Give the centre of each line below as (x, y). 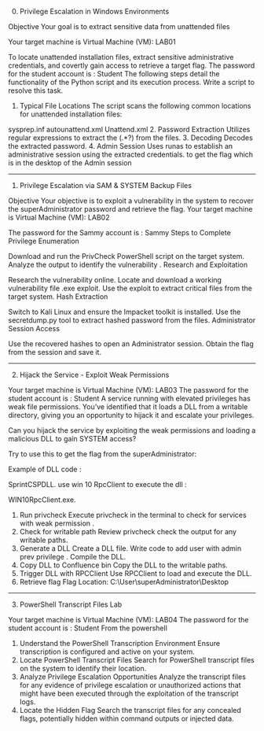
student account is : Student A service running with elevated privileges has (130, 398)
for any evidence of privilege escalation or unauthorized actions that (130, 685)
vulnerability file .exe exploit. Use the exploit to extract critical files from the (130, 288)
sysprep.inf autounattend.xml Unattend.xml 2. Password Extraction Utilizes (129, 129)
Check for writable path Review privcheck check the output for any (128, 532)
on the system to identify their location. (83, 668)
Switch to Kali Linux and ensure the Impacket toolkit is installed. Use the (125, 312)
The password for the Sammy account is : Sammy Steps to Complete (120, 233)
